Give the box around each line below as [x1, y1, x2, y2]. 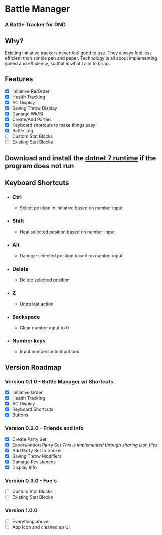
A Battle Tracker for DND [5, 21, 66, 28]
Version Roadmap [5, 363, 62, 371]
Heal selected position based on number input [19, 229, 115, 235]
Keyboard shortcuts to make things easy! [12, 122, 97, 128]
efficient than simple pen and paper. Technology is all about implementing [5, 55, 157, 61]
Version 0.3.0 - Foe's [5, 477, 57, 484]
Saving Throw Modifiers [12, 453, 62, 459]
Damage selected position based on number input [19, 253, 123, 259]
